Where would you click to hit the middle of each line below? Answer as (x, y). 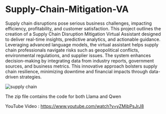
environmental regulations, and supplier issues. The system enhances (78, 55)
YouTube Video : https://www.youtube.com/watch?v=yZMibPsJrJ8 (75, 106)
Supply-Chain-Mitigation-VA (67, 9)
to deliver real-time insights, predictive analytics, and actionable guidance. (83, 39)
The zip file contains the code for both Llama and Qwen (63, 96)
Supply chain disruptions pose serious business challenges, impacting (78, 23)
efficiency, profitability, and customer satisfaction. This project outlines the (83, 28)
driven (12, 77)
